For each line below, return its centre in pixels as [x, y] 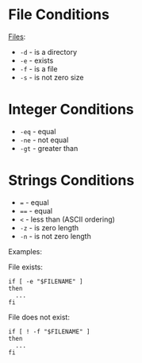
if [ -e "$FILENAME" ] [46, 281]
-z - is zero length [49, 227]
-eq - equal [38, 131]
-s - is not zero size [52, 77]
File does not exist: [39, 317]
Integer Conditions [71, 110]
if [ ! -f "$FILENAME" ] [49, 331]
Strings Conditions [71, 181]
